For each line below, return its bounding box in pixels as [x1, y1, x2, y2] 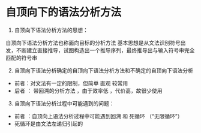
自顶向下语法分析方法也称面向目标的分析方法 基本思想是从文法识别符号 [5, 39, 181, 46]
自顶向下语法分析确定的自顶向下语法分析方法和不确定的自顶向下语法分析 [14, 66, 193, 74]
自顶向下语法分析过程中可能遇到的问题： [14, 99, 115, 107]
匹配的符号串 [5, 54, 37, 61]
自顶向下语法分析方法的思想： [14, 26, 88, 34]
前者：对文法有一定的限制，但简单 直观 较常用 [14, 79, 128, 87]
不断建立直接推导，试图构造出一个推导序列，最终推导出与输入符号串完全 [16, 46, 195, 54]
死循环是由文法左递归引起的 [14, 120, 83, 127]
